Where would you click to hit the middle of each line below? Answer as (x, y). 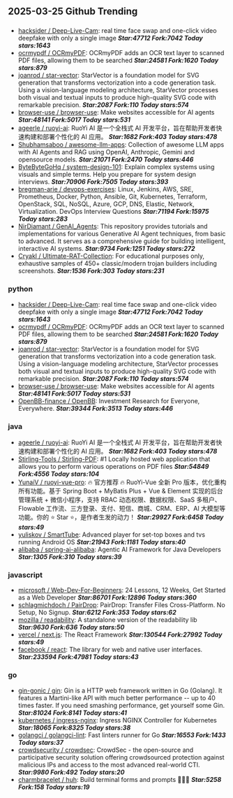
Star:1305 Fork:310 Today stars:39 (70, 557)
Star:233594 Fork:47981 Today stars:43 (78, 657)
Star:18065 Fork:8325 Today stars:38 (74, 727)
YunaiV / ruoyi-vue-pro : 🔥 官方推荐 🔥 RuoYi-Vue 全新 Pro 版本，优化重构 (122, 482)
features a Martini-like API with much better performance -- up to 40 (116, 697)
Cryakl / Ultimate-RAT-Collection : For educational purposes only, (111, 256)
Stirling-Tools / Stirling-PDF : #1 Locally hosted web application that (114, 459)
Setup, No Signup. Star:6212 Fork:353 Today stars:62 (97, 612)
